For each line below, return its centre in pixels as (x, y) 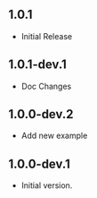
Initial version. (47, 185)
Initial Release (47, 36)
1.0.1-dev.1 (38, 65)
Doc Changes (46, 86)
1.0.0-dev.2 (41, 114)
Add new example (54, 136)
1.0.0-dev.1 (39, 164)
